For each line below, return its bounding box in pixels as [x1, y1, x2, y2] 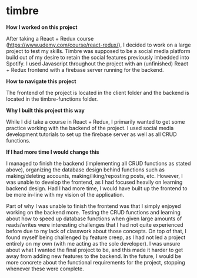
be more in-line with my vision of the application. [6, 191, 125, 198]
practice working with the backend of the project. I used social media [6, 124, 174, 131]
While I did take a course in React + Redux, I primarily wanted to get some [6, 118, 185, 125]
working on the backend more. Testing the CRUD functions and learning [6, 208, 181, 216]
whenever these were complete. [6, 265, 84, 272]
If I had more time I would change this [6, 148, 99, 155]
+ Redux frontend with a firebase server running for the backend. [6, 66, 164, 73]
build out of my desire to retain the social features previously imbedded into [6, 54, 189, 61]
